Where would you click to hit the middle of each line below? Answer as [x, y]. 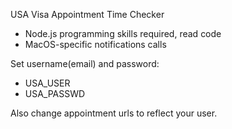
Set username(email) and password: [85, 63]
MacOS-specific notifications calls [95, 44]
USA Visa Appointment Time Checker [87, 14]
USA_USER [47, 83]
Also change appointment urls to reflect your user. [114, 113]
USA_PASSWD [55, 93]
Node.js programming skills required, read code [123, 33]
